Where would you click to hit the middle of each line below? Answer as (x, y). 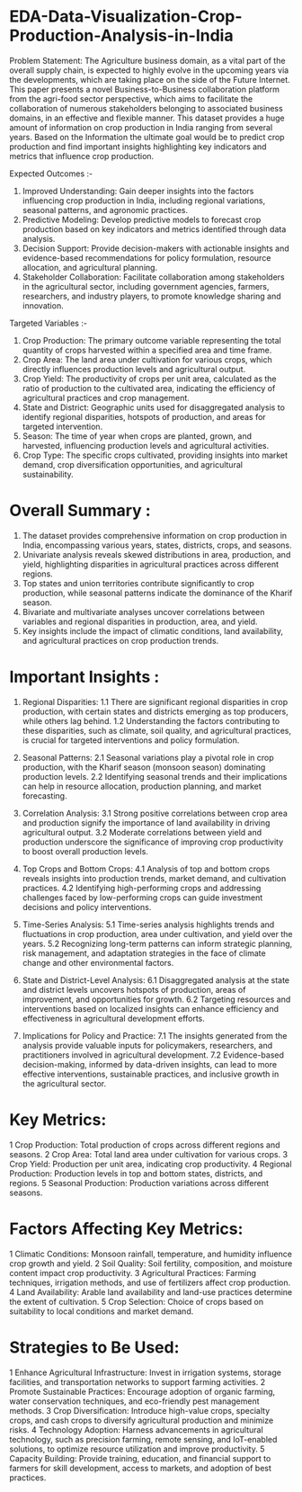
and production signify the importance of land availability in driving (146, 822)
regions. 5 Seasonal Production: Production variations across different (139, 1183)
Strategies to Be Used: (94, 1347)
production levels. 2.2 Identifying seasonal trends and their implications (155, 776)
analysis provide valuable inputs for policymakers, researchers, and (147, 1045)
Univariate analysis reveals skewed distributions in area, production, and (156, 554)
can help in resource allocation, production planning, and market (142, 786)
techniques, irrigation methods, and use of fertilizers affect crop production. (150, 1282)
